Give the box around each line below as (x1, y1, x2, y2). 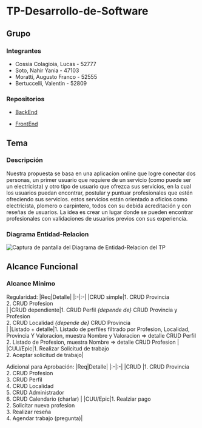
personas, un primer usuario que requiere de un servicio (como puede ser (6, 176, 192, 183)
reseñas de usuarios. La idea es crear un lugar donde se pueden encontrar (6, 208, 194, 216)
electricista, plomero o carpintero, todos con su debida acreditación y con (6, 202, 191, 209)
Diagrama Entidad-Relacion (6, 230, 89, 238)
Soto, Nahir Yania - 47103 (15, 67, 79, 74)
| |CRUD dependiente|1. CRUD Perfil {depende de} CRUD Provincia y (6, 306, 178, 313)
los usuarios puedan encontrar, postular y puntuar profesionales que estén (6, 189, 193, 196)
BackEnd (15, 109, 38, 116)
